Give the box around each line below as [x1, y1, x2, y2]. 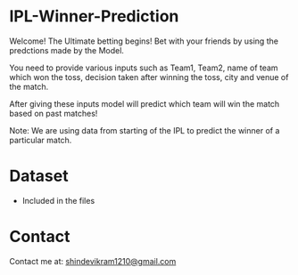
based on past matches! [9, 108, 98, 118]
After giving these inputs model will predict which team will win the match [9, 98, 280, 109]
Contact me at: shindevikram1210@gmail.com [9, 255, 177, 266]
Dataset [9, 166, 69, 186]
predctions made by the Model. [9, 44, 125, 55]
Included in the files [21, 195, 95, 206]
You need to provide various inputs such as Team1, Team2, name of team [9, 62, 278, 73]
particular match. [9, 134, 72, 145]
